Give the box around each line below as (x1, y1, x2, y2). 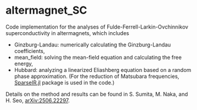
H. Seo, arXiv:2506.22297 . (5, 96, 70, 104)
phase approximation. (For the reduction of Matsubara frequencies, (14, 73, 180, 80)
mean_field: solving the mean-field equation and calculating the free (14, 54, 182, 61)
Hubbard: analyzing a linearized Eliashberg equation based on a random (14, 66, 192, 73)
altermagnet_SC (5, 4, 87, 17)
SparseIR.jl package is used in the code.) (14, 78, 115, 86)
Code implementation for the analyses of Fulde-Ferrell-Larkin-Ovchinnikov (5, 23, 189, 30)
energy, (14, 60, 33, 67)
